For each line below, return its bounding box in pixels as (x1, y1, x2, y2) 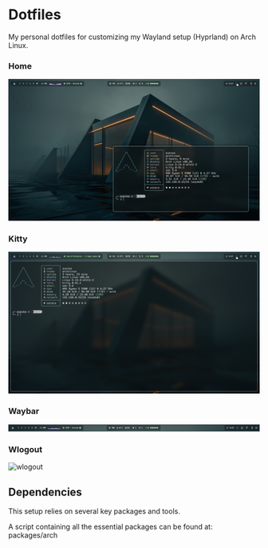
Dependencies (8, 485, 82, 498)
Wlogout (8, 443, 42, 455)
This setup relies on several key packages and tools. (8, 506, 181, 516)
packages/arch (8, 530, 58, 540)
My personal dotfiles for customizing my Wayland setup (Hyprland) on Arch (8, 32, 257, 42)
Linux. (8, 40, 29, 50)
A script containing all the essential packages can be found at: (8, 522, 213, 531)
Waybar (8, 406, 40, 417)
